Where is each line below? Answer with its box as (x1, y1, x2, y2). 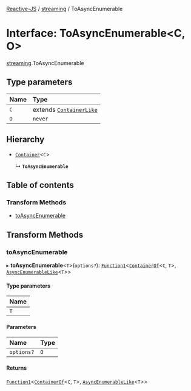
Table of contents (6, 179, 74, 190)
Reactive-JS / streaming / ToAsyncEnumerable (6, 5, 123, 12)
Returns (6, 364, 27, 372)
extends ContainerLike (32, 105, 98, 114)
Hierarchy (6, 134, 45, 145)
